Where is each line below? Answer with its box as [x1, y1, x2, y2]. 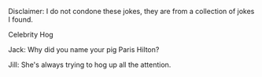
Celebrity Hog [8, 30, 54, 39]
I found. [8, 15, 34, 24]
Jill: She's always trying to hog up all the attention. [8, 60, 172, 69]
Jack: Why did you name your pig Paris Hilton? [8, 45, 160, 54]
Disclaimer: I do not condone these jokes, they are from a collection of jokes [8, 7, 255, 16]
